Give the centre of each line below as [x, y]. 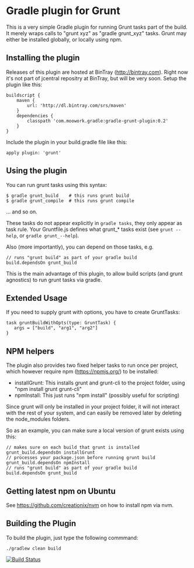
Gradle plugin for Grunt [63, 11]
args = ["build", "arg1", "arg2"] [56, 328]
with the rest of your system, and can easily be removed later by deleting [94, 413]
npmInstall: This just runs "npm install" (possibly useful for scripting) [97, 395]
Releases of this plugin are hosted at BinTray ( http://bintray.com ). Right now [97, 72]
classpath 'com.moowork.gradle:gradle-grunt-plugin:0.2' [98, 121]
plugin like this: [24, 84]
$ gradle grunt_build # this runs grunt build [68, 195]
